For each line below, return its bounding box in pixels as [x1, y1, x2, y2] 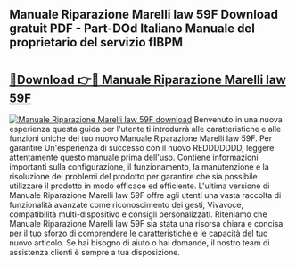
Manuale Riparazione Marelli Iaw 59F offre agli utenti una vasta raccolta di [9, 190, 282, 200]
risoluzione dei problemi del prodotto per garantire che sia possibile [9, 171, 258, 181]
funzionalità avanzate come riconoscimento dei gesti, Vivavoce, [9, 200, 244, 210]
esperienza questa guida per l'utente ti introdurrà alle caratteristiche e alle [9, 124, 282, 134]
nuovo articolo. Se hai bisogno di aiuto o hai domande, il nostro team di [9, 237, 270, 248]
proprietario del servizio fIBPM [9, 35, 184, 50]
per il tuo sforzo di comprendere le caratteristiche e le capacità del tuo [9, 228, 268, 238]
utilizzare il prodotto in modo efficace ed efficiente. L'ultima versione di [9, 180, 270, 191]
